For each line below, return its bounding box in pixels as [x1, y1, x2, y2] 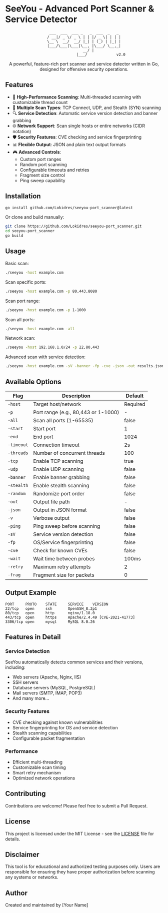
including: [5, 664, 26, 670]
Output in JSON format [33, 506, 87, 513]
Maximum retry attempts [33, 563, 91, 570]
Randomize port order [33, 490, 85, 497]
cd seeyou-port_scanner [5, 229, 55, 234]
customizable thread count [12, 99, 68, 105]
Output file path [33, 498, 70, 505]
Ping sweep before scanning [33, 522, 100, 529]
